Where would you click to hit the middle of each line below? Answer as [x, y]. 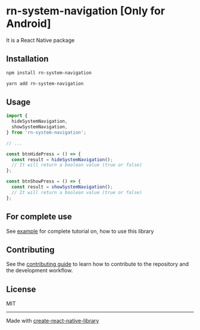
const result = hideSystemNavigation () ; [62, 159]
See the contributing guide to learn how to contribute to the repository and [98, 264]
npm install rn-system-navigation [49, 73]
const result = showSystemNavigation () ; [62, 187]
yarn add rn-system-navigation [45, 84]
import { [17, 116]
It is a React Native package [40, 40]
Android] [29, 24]
